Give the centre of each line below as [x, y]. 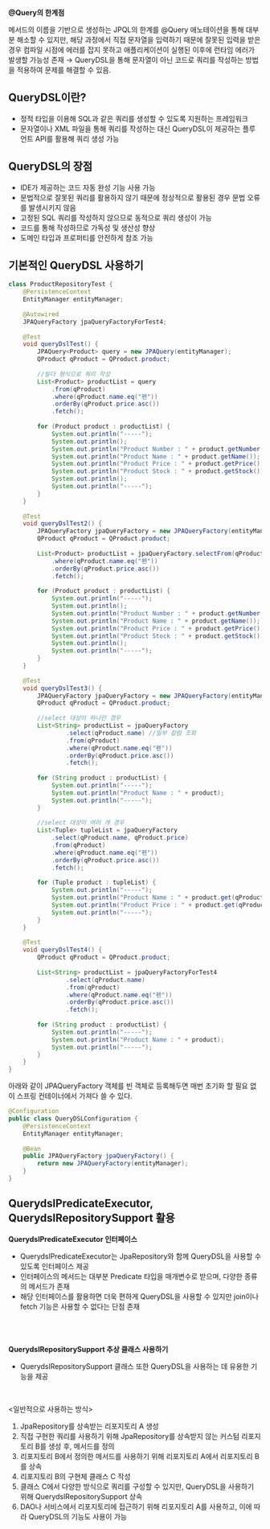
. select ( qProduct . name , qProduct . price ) [120, 838]
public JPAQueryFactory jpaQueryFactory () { [98, 1156]
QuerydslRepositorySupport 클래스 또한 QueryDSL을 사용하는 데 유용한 [134, 1366]
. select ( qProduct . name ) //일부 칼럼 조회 [131, 733]
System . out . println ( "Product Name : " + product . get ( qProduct [157, 898]
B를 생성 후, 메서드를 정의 [75, 1446]
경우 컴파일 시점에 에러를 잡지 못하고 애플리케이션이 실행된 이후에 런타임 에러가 [132, 50]
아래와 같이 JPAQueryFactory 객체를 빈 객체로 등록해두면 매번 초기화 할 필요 [129, 1086]
